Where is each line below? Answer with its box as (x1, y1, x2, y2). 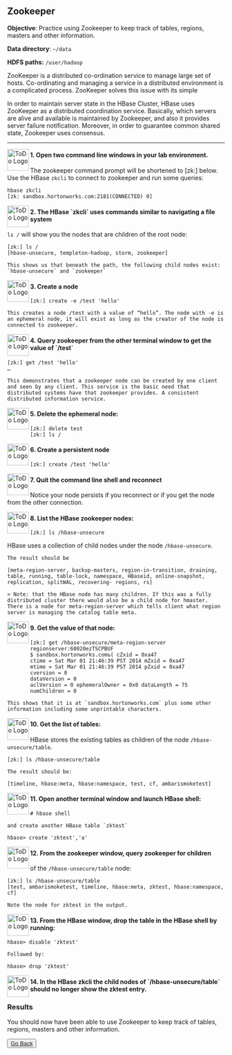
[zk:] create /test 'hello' (30, 461, 111, 468)
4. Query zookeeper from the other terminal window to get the (30, 336, 212, 345)
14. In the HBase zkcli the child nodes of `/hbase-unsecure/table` (30, 978, 220, 986)
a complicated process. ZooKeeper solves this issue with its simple (7, 86, 198, 94)
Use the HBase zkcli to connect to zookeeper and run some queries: (7, 174, 204, 182)
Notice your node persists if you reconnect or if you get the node (30, 491, 215, 499)
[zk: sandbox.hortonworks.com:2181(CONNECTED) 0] (7, 193, 153, 200)
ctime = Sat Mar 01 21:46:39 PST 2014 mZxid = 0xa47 (30, 657, 185, 664)
